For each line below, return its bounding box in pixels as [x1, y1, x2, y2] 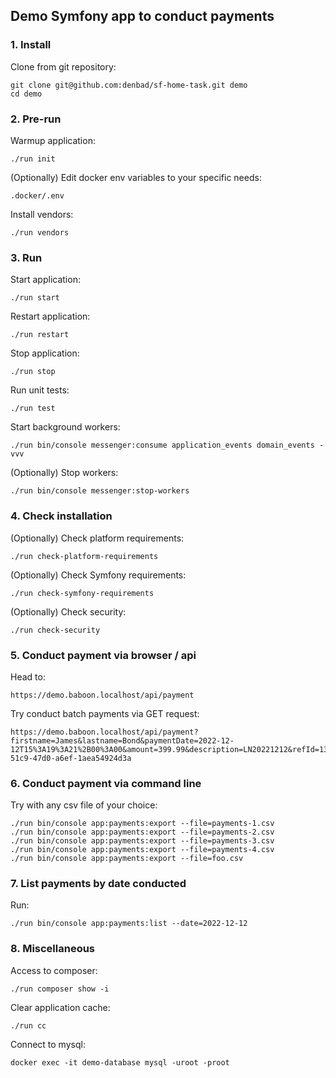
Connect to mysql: [10, 1038, 86, 1050]
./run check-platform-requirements [10, 551, 159, 561]
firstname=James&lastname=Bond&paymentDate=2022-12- [10, 735, 235, 746]
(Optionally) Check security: [10, 605, 127, 618]
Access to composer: [10, 964, 98, 976]
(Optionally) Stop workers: [10, 467, 119, 479]
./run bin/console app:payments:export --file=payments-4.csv [10, 845, 275, 855]
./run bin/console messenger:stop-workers [10, 486, 190, 496]
